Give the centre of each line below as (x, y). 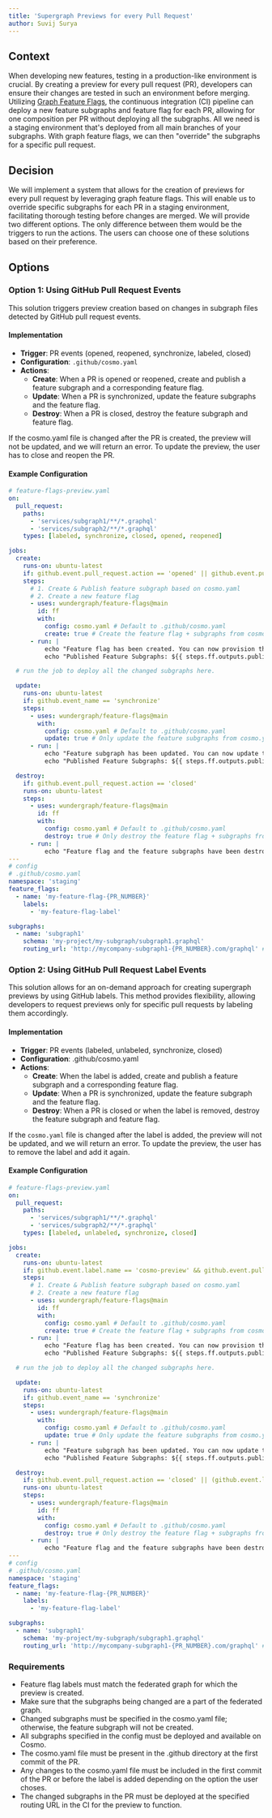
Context (29, 56)
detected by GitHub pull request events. (75, 317)
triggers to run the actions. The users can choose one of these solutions (129, 233)
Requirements (37, 1666)
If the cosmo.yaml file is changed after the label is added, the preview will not (135, 1135)
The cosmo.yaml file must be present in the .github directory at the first (139, 1753)
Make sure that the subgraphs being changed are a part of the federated (141, 1701)
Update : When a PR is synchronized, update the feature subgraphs (144, 396)
